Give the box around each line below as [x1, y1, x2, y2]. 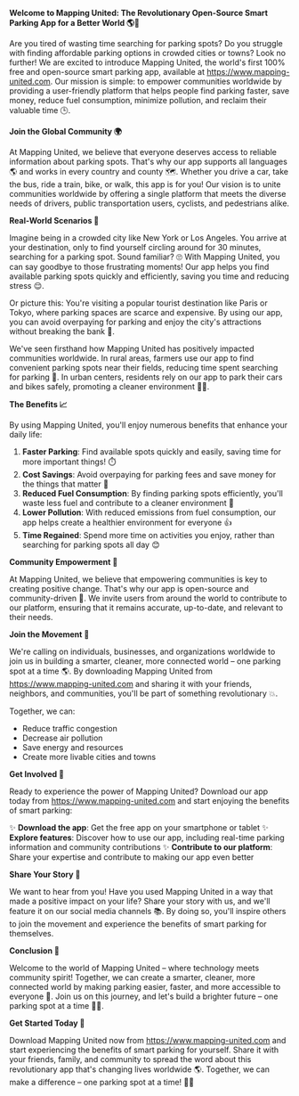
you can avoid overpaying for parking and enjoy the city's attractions [9, 316, 263, 327]
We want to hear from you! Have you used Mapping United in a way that [9, 887, 273, 896]
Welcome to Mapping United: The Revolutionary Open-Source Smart [9, 8, 269, 18]
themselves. [9, 928, 54, 938]
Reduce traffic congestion [21, 724, 118, 733]
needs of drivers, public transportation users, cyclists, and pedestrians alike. [9, 198, 290, 209]
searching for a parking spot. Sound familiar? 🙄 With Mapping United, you [9, 251, 280, 262]
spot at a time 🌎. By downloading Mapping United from [9, 666, 214, 676]
